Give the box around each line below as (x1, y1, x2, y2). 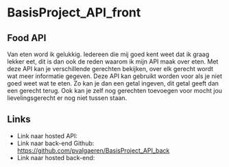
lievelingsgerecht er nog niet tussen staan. (7, 94, 128, 102)
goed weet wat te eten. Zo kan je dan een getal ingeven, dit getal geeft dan (7, 79, 219, 87)
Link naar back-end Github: (16, 139, 95, 147)
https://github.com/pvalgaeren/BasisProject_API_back (16, 146, 170, 155)
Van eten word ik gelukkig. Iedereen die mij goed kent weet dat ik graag (7, 50, 210, 58)
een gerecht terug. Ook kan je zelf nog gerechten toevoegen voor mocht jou (7, 87, 223, 94)
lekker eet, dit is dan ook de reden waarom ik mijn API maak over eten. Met (7, 57, 219, 66)
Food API (7, 32, 47, 44)
